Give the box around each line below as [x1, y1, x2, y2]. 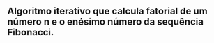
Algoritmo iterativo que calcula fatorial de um [7, 5, 208, 17]
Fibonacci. [7, 27, 54, 38]
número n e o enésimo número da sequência [7, 16, 204, 28]
